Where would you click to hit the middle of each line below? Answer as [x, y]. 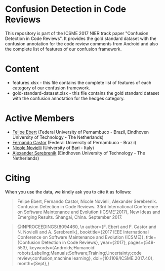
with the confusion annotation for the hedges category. [68, 98]
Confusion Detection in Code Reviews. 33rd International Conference [87, 206]
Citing [18, 178]
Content [22, 69]
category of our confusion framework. [51, 88]
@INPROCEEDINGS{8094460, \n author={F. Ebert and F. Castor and [87, 227]
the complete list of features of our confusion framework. [63, 49]
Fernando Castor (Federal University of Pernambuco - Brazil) [74, 142]
